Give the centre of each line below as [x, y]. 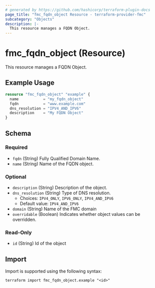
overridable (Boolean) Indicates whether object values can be [76, 214]
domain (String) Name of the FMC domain [55, 209]
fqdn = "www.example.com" [48, 104]
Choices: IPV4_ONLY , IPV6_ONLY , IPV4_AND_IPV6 [67, 198]
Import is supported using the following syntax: [54, 271]
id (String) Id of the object [39, 243]
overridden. [24, 220]
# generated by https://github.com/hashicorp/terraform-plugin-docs [78, 10]
